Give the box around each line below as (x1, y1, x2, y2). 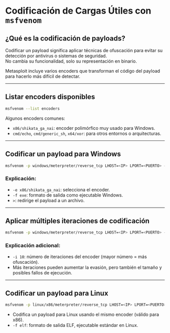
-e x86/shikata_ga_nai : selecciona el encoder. (12, 186, 110, 193)
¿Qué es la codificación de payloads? (5, 34, 125, 42)
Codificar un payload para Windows (5, 150, 121, 159)
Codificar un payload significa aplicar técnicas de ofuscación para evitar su (5, 47, 163, 53)
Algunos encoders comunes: (5, 115, 65, 121)
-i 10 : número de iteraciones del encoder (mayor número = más (12, 253, 147, 260)
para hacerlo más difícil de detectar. (5, 73, 80, 79)
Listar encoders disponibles (5, 92, 95, 101)
